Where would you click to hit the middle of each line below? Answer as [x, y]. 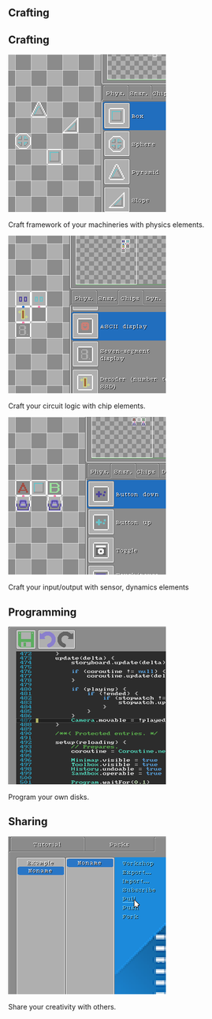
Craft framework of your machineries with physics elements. [106, 225]
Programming [43, 612]
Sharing [28, 822]
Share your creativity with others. [62, 1006]
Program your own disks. [49, 797]
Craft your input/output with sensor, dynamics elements [99, 587]
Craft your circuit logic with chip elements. [77, 406]
